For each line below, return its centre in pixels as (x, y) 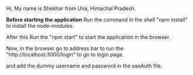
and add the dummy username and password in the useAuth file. (84, 66)
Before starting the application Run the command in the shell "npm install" (97, 19)
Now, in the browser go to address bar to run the (65, 48)
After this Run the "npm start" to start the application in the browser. (88, 37)
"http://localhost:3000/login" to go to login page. (65, 54)
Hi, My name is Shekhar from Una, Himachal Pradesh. (71, 8)
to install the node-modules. (40, 26)
